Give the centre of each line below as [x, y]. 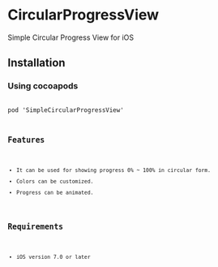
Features [26, 140]
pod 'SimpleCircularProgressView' [66, 110]
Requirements [36, 227]
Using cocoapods [43, 86]
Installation [36, 63]
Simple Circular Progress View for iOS [71, 37]
